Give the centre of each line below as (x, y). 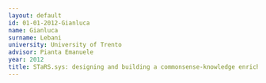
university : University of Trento (65, 45)
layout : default (35, 15)
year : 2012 (26, 60)
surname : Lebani (35, 38)
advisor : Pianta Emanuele (51, 52)
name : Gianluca (33, 30)
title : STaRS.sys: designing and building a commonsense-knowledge (122, 67)
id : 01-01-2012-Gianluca (49, 23)
